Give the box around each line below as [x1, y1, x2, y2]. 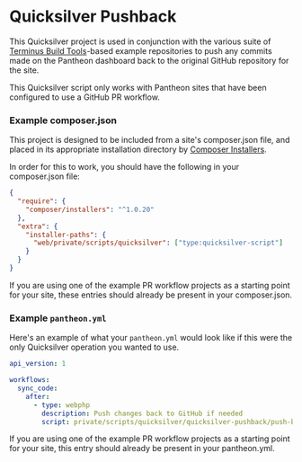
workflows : [9, 376, 50, 385]
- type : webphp [32, 400, 91, 410]
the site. [9, 65, 40, 76]
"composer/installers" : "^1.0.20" [25, 205, 155, 214]
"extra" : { [17, 222, 58, 231]
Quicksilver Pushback [9, 6, 177, 27]
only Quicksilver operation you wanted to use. [9, 342, 180, 352]
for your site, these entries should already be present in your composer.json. [9, 289, 293, 300]
